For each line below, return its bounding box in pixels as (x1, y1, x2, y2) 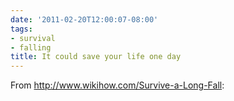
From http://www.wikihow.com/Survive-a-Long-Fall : (10, 79, 225, 91)
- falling (10, 42, 52, 53)
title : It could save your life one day (10, 52, 182, 62)
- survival (10, 33, 56, 43)
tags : (10, 24, 33, 34)
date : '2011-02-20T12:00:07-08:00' (10, 14, 159, 25)
